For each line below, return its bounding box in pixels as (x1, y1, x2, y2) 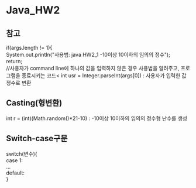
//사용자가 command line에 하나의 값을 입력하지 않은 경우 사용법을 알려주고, (6, 65, 180, 71)
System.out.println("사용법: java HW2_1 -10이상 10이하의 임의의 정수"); (6, 51, 171, 58)
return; (6, 58, 23, 64)
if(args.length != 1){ (6, 45, 53, 51)
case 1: (6, 156, 23, 164)
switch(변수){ (6, 150, 37, 157)
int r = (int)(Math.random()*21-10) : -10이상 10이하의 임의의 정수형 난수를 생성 (6, 115, 187, 122)
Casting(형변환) (6, 98, 63, 108)
